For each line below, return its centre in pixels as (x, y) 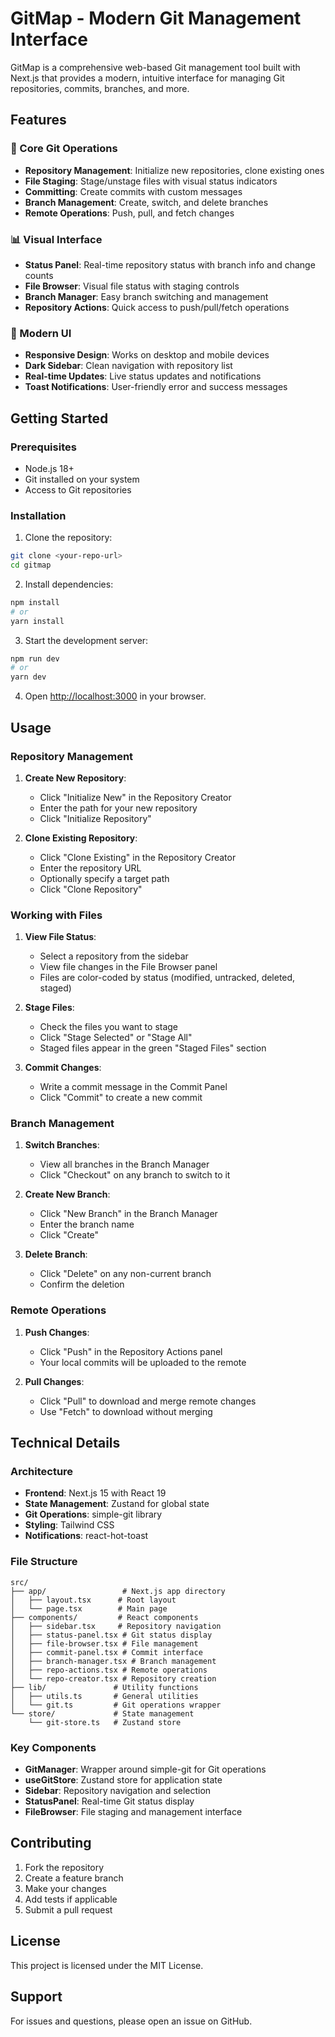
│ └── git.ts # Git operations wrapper (116, 1705)
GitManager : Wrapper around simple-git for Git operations (145, 1769)
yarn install (37, 621)
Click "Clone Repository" (91, 889)
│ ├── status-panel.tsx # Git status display (111, 1635)
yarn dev (28, 677)
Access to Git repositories (78, 489)
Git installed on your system (82, 479)
